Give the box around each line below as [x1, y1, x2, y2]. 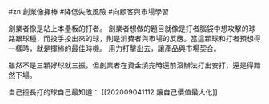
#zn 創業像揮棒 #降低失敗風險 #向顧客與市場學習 [8, 7, 170, 16]
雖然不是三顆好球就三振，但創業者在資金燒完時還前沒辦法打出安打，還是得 [8, 60, 254, 70]
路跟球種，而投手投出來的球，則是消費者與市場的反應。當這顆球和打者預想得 [8, 34, 261, 43]
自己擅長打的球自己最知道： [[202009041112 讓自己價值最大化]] [8, 87, 218, 97]
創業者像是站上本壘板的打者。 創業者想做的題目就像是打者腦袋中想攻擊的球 [8, 24, 256, 33]
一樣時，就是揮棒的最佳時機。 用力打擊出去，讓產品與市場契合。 [8, 44, 221, 53]
